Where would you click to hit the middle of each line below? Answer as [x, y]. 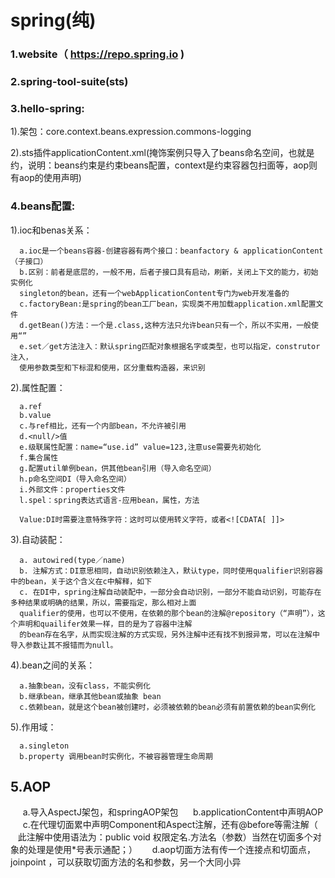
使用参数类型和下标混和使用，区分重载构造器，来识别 [112, 367]
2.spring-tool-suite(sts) [69, 82]
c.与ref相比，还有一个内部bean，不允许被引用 [103, 426]
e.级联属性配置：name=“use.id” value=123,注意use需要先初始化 [140, 447]
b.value [35, 415]
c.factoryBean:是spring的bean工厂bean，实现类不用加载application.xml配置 [168, 304]
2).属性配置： [38, 387]
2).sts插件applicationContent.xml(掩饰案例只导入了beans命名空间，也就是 [162, 153]
